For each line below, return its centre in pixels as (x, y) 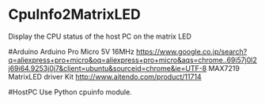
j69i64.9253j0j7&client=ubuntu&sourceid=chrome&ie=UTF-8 (108, 68)
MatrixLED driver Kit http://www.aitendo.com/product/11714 (105, 76)
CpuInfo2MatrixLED (74, 15)
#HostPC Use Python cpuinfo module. (70, 91)
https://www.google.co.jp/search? (191, 51)
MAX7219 (224, 68)
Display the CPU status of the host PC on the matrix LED (100, 36)
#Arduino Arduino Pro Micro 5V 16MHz (71, 51)
